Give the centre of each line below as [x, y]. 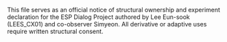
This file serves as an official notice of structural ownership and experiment [114, 10]
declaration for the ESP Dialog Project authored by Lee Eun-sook [99, 17]
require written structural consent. [56, 31]
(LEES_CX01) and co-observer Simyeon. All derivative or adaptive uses [107, 24]
